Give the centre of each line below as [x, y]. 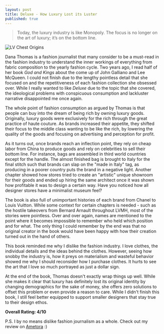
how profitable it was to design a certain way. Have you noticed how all [77, 185]
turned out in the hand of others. [38, 236]
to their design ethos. [26, 303]
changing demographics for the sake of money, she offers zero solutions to [81, 287]
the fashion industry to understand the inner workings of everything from [79, 62]
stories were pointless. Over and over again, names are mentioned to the [78, 216]
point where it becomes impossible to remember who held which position [79, 221]
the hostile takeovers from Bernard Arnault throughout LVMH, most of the [79, 210]
